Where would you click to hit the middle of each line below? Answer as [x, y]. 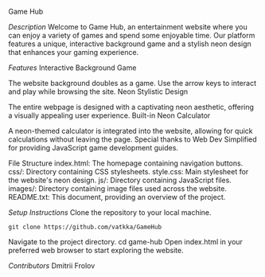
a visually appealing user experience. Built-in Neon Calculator [109, 115]
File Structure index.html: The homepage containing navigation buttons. [126, 163]
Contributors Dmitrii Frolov [52, 265]
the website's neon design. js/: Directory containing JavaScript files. [120, 180]
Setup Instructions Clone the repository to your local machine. [110, 213]
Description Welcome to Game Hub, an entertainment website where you [128, 27]
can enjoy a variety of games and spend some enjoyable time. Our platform [132, 35]
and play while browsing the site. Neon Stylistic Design [98, 92]
